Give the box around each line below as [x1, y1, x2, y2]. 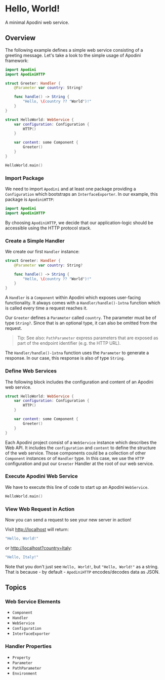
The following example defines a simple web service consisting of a [5, 47, 143, 53]
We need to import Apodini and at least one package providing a [5, 186, 136, 192]
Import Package [5, 174, 44, 181]
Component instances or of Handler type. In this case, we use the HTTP [5, 455, 145, 461]
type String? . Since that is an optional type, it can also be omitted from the [5, 320, 157, 326]
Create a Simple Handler [5, 237, 65, 244]
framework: [5, 58, 29, 64]
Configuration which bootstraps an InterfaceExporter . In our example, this [5, 191, 158, 197]
